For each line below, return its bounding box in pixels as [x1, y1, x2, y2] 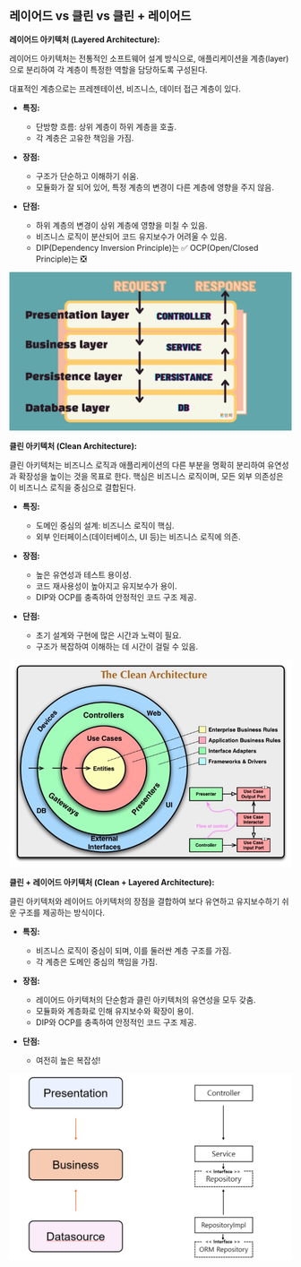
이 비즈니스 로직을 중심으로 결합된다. [9, 482, 136, 493]
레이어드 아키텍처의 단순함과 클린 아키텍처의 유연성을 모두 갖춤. [35, 995, 256, 1005]
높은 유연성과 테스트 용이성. [35, 570, 132, 581]
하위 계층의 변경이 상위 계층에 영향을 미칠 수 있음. [35, 220, 208, 230]
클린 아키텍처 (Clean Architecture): [9, 441, 137, 452]
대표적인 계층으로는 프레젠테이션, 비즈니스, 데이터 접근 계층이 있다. [9, 83, 242, 94]
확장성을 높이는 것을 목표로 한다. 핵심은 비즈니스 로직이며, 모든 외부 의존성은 [18, 471, 284, 482]
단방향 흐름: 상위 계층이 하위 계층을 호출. [35, 121, 177, 132]
